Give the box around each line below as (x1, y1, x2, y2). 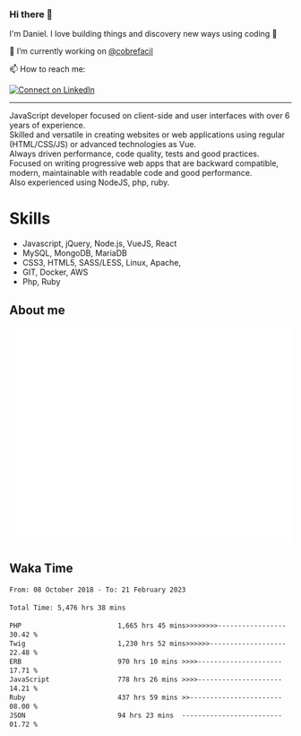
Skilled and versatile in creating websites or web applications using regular (9, 129, 285, 140)
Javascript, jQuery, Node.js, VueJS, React (21, 238, 177, 250)
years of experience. (9, 120, 86, 131)
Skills (9, 208, 51, 229)
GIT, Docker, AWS (21, 267, 89, 277)
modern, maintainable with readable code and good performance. (9, 168, 253, 179)
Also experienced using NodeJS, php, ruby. (9, 177, 170, 188)
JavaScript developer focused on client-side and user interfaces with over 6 (9, 110, 290, 121)
